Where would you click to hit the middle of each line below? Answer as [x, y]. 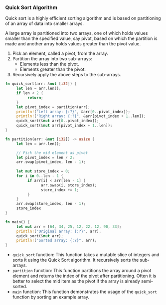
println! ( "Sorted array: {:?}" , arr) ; [57, 241]
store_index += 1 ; [60, 190]
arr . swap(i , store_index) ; [69, 185]
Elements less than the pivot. [49, 64]
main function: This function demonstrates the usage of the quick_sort [84, 292]
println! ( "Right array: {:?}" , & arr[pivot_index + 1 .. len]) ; [81, 116]
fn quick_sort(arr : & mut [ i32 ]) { [41, 84]
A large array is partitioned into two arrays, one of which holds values [77, 33]
